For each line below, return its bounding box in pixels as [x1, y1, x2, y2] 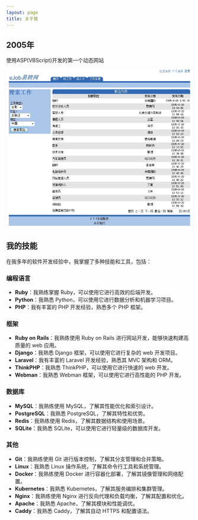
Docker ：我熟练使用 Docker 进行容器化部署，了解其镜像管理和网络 [14, 470, 178, 477]
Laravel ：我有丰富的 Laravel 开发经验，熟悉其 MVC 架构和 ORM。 [14, 356, 176, 364]
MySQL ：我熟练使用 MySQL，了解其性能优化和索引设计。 [14, 402, 157, 409]
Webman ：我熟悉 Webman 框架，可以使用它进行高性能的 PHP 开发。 [14, 371, 185, 379]
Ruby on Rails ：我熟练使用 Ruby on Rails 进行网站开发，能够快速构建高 [14, 334, 189, 342]
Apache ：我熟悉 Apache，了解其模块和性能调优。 [14, 500, 138, 507]
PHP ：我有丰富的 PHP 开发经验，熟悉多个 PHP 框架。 [14, 303, 146, 311]
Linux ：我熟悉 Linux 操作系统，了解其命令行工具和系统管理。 [14, 462, 165, 470]
